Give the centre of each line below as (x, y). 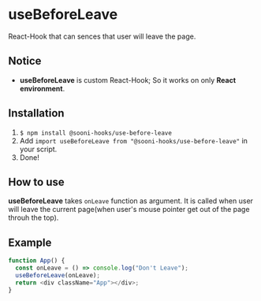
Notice (25, 61)
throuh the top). (34, 217)
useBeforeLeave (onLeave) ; (58, 275)
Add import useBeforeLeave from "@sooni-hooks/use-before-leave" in (134, 140)
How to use (36, 182)
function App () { (37, 261)
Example (30, 242)
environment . (42, 88)
